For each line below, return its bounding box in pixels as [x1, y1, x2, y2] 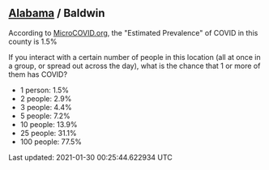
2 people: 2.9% [19, 93, 72, 104]
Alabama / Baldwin [8, 6, 105, 20]
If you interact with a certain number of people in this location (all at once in [8, 52, 261, 62]
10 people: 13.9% [19, 119, 78, 129]
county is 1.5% [8, 36, 58, 46]
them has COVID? [8, 69, 67, 79]
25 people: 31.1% [19, 128, 77, 138]
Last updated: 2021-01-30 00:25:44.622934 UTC [8, 152, 173, 162]
